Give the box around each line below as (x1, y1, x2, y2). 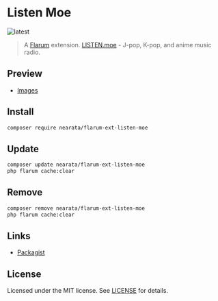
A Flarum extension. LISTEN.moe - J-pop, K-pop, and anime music (23, 40, 212, 49)
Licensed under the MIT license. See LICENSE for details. (7, 287, 169, 295)
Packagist (16, 248, 46, 256)
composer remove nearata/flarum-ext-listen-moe (7, 204, 146, 212)
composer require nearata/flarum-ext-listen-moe (7, 124, 148, 131)
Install (7, 106, 34, 118)
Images (16, 86, 38, 94)
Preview (7, 68, 43, 80)
